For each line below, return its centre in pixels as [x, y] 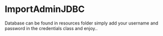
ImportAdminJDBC [45, 9]
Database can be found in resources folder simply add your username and [81, 23]
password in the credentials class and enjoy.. [51, 28]
